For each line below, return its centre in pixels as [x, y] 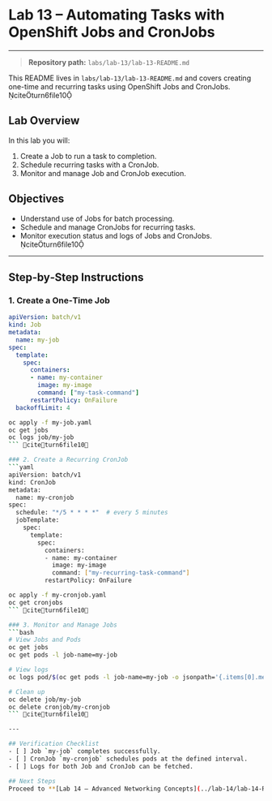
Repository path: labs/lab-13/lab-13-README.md [109, 62]
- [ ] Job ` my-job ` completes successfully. [85, 751]
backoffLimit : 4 [43, 407]
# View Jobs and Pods [45, 640]
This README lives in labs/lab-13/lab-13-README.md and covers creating [130, 78]
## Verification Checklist [54, 744]
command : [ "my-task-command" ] [88, 393]
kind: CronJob [32, 482]
